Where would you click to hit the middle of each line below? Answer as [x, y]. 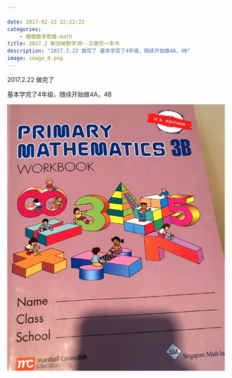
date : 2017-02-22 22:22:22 [46, 22]
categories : [24, 29]
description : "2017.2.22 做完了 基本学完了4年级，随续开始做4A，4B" [99, 51]
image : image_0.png [35, 59]
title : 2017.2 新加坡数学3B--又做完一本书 [63, 44]
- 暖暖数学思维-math [46, 37]
